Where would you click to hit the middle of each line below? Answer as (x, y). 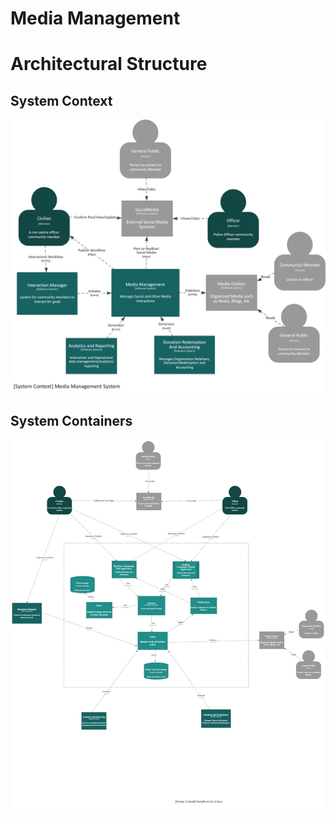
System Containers (71, 420)
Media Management (95, 18)
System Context (61, 100)
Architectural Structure (109, 64)
